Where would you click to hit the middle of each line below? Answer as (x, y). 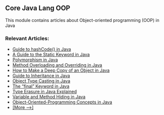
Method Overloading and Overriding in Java (57, 65)
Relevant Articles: (27, 38)
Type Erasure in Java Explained (44, 92)
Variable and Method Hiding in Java (49, 97)
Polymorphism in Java (35, 60)
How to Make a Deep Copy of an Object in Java (61, 70)
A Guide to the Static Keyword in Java (51, 55)
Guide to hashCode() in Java (41, 49)
